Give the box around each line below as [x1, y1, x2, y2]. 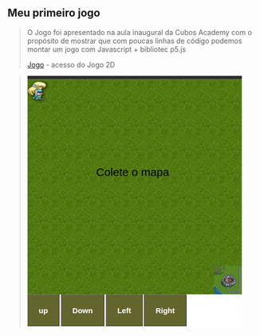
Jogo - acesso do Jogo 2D [26, 60, 116, 69]
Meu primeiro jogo [7, 6, 100, 20]
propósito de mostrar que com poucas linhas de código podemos [26, 36, 242, 45]
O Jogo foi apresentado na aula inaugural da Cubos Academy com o [26, 27, 253, 37]
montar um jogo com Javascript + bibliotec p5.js [26, 44, 187, 54]
